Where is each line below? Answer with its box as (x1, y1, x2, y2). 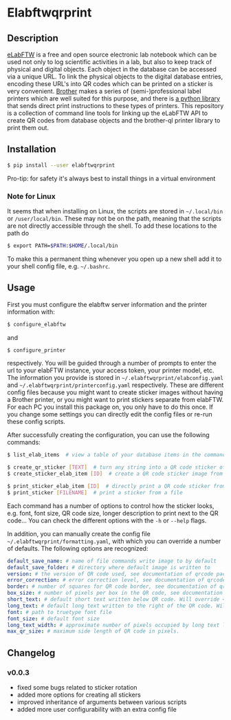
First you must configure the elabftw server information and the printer (7, 300, 208, 308)
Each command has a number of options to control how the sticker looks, (7, 501, 214, 510)
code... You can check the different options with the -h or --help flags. (7, 516, 207, 525)
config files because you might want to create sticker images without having (7, 388, 223, 396)
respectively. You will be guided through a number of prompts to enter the (7, 359, 217, 368)
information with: (7, 308, 55, 316)
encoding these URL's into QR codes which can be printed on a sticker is (7, 80, 213, 87)
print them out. (7, 124, 49, 131)
